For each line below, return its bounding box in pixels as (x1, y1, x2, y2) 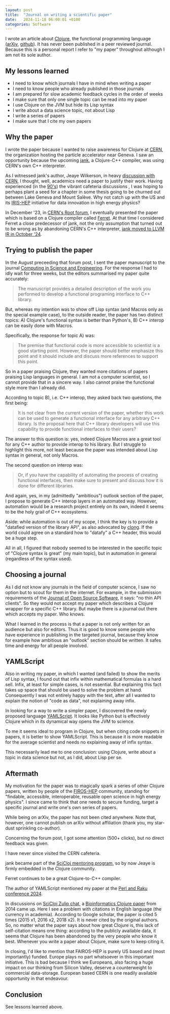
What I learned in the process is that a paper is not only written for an (5, 621, 150, 627)
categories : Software (5, 21, 51, 27)
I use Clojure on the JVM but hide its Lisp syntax (12, 102, 114, 108)
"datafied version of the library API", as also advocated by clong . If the (5, 524, 153, 530)
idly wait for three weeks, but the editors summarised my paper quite (5, 270, 150, 276)
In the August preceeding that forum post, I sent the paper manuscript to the (5, 259, 165, 265)
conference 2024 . (5, 891, 43, 897)
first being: (5, 399, 28, 406)
